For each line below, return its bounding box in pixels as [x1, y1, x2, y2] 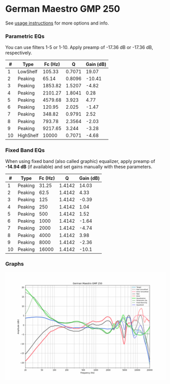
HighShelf [17, 132, 39, 138]
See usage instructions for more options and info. [5, 20, 109, 26]
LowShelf [17, 68, 38, 75]
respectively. [5, 50, 32, 56]
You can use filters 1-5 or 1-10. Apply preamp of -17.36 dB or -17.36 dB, [5, 44, 154, 51]
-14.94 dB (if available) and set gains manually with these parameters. [5, 164, 153, 170]
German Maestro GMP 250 [5, 3, 121, 15]
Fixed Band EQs [5, 147, 45, 154]
